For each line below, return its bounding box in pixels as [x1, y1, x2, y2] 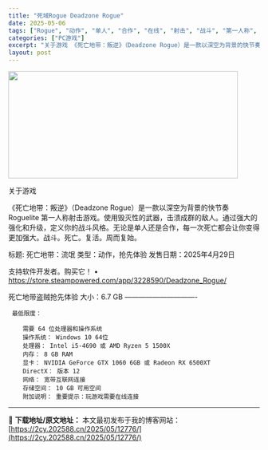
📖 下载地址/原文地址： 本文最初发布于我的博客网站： [8, 416, 181, 424]
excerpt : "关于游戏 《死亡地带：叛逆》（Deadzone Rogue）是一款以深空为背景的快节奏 [8, 41, 261, 49]
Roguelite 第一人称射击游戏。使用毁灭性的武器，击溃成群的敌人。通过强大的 [8, 213, 258, 222]
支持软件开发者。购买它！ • [8, 266, 98, 276]
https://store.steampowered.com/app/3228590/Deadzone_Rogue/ [8, 276, 227, 285]
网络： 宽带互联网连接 [22, 376, 86, 384]
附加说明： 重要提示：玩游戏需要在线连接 [22, 393, 140, 401]
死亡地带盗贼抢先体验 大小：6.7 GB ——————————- [8, 292, 198, 302]
